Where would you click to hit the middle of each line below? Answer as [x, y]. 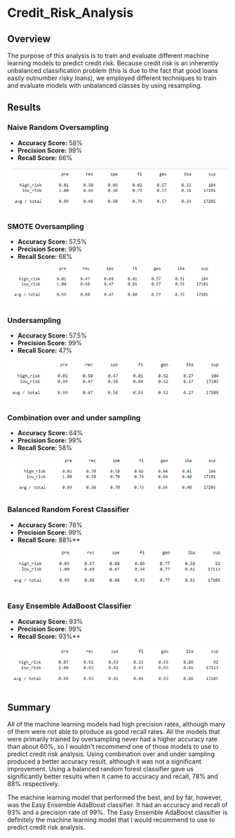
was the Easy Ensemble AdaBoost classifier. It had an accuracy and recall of [117, 805]
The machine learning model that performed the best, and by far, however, [115, 797]
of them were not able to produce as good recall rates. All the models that [114, 732]
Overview [29, 39]
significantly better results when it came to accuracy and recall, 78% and [113, 776]
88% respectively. [33, 784]
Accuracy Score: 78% [50, 525]
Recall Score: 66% [45, 158]
